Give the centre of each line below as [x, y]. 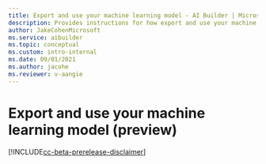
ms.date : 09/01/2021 [42, 60]
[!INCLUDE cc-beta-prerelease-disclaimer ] [77, 151]
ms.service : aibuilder [46, 37]
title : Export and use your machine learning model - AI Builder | [122, 15]
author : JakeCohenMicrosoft [55, 30]
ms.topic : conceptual [44, 45]
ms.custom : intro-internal [53, 52]
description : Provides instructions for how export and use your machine [133, 23]
